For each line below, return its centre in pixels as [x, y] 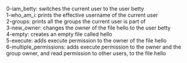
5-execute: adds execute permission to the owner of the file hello [87, 40]
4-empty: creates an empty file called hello [59, 34]
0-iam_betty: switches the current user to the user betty [75, 9]
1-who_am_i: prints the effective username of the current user [82, 15]
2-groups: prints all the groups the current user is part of [76, 21]
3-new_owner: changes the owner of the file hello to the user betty [88, 28]
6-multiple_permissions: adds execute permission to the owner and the [94, 47]
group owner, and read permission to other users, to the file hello [86, 53]
